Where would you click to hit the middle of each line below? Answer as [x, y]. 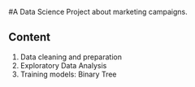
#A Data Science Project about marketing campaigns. [98, 12]
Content [30, 37]
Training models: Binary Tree [68, 74]
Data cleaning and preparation [71, 57]
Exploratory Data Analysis [63, 65]
